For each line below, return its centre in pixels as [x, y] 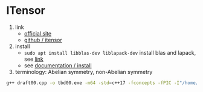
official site [38, 33]
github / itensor [43, 40]
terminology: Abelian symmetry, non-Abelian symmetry [84, 72]
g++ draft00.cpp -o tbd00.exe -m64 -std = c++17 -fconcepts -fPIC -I [93, 83]
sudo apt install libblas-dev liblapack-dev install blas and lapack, [110, 52]
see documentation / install [58, 65]
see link [34, 59]
